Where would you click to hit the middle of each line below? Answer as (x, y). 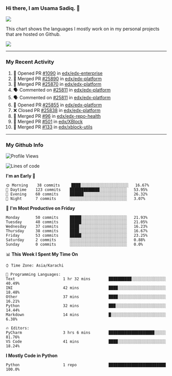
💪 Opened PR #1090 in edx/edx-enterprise (58, 73)
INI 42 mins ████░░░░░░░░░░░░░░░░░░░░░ (86, 288)
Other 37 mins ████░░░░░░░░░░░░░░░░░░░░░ (86, 297)
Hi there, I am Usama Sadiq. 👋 (43, 8)
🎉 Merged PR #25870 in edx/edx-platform (57, 84)
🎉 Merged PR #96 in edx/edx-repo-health (57, 116)
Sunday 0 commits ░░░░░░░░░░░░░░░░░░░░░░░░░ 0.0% (75, 244)
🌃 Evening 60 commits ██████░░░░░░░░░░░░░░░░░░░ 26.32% (77, 194)
